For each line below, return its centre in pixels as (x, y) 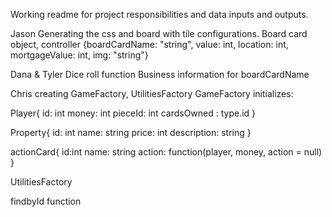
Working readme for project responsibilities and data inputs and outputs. (159, 14)
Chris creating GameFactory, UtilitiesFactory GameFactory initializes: (152, 93)
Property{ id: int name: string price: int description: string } (131, 132)
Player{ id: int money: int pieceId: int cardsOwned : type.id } (133, 113)
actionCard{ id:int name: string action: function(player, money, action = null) (166, 152)
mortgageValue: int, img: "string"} (79, 55)
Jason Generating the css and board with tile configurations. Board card (159, 33)
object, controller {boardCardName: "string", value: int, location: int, (149, 44)
